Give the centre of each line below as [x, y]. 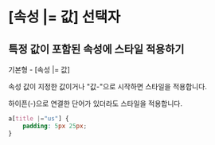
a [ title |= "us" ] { [39, 119]
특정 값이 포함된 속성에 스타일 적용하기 [96, 49]
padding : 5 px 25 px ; [55, 126]
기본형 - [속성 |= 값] [39, 70]
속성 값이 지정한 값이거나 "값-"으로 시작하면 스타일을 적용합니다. [107, 86]
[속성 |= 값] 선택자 [64, 17]
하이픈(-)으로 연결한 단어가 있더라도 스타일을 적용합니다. [96, 104]
